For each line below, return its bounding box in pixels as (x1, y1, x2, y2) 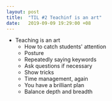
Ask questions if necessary (24, 62, 93, 70)
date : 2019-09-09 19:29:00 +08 (6, 20, 91, 26)
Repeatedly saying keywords (24, 56, 97, 64)
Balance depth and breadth (24, 88, 93, 96)
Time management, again (24, 75, 88, 82)
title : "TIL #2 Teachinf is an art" (6, 15, 102, 21)
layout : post (6, 8, 40, 15)
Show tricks (24, 69, 54, 76)
